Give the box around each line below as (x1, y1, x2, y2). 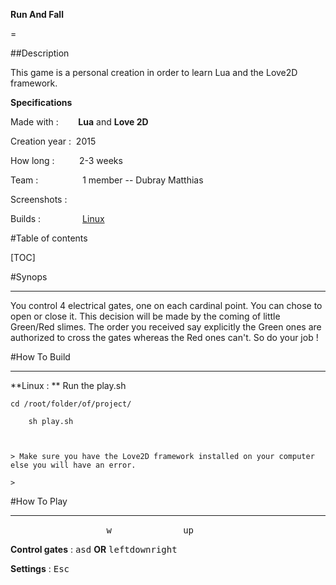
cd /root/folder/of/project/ (10, 399, 132, 409)
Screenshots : (10, 194, 68, 205)
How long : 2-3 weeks (10, 155, 123, 166)
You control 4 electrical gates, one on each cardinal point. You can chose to (10, 300, 323, 311)
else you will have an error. (10, 460, 137, 470)
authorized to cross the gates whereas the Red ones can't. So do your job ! (10, 332, 319, 343)
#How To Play (10, 495, 68, 507)
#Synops (10, 271, 48, 283)
